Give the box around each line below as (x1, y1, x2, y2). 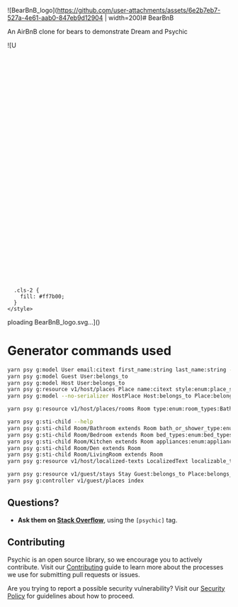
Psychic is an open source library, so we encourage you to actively (7, 555, 203, 564)
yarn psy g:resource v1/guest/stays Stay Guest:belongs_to (7, 471, 186, 478)
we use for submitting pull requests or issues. (7, 570, 140, 579)
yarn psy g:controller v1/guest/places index (7, 477, 144, 485)
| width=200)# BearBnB (104, 13, 174, 22)
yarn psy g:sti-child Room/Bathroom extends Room (7, 425, 157, 432)
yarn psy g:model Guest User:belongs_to (7, 373, 129, 380)
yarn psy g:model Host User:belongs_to (7, 379, 125, 386)
